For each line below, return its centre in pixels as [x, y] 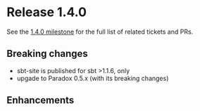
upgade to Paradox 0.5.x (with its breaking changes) [93, 78]
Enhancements [40, 100]
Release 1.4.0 [47, 12]
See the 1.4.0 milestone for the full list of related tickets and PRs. [100, 32]
